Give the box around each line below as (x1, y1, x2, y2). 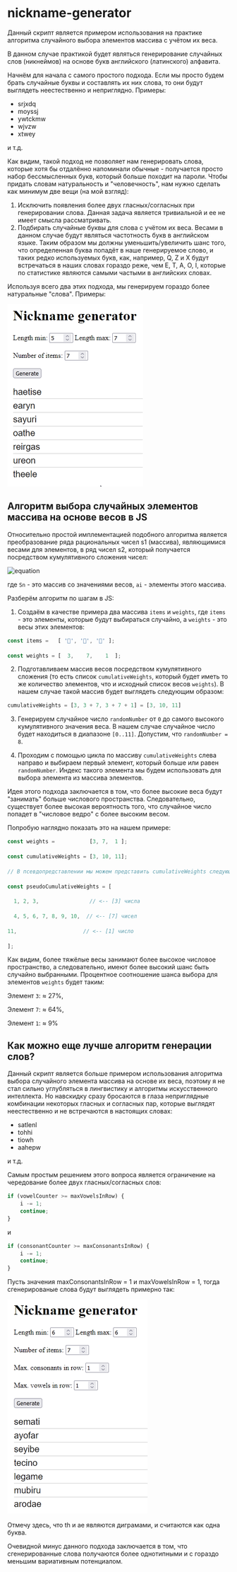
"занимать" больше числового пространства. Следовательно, (7, 794, 195, 804)
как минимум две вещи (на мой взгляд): (7, 187, 129, 195)
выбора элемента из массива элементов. (17, 773, 144, 782)
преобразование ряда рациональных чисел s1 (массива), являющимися (7, 538, 226, 546)
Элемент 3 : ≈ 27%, (7, 992, 63, 1000)
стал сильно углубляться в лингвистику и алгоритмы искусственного (7, 1085, 218, 1093)
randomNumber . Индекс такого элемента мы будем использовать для (17, 766, 221, 775)
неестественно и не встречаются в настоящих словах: (7, 1107, 173, 1116)
